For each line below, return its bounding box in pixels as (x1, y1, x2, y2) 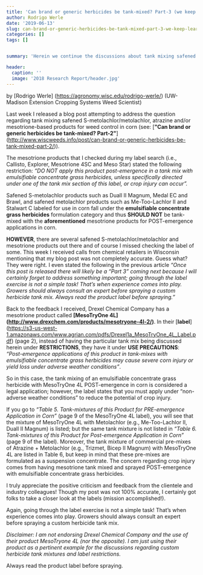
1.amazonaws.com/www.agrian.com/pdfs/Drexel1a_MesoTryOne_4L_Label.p (6, 330, 196, 338)
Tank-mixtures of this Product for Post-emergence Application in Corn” (6, 431, 184, 439)
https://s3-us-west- (8, 324, 57, 332)
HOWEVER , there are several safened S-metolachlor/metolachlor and (6, 235, 179, 243)
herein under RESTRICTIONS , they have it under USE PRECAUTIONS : (6, 343, 180, 351)
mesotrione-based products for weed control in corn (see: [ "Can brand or (6, 123, 191, 130)
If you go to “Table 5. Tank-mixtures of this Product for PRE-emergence (6, 406, 185, 413)
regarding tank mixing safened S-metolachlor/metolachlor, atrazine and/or (6, 116, 191, 124)
